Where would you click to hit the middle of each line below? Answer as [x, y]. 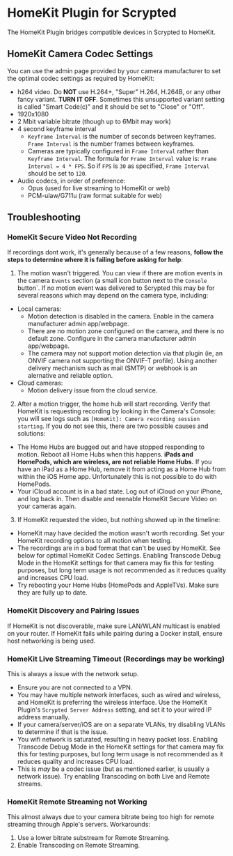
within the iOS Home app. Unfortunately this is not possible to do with [117, 477]
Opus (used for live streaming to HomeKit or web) [99, 188]
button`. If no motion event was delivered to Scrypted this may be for [116, 288]
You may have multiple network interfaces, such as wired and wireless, [119, 695]
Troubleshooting [44, 217]
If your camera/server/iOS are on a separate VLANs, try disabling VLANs [121, 725]
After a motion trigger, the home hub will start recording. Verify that [114, 404]
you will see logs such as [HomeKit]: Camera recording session [109, 419]
